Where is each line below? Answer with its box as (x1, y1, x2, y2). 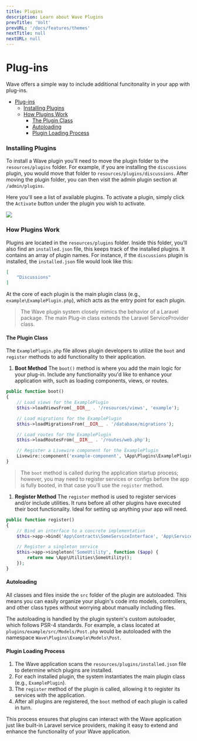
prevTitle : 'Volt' (6, 19, 51, 25)
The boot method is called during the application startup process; (20, 469, 179, 476)
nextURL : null (6, 36, 41, 42)
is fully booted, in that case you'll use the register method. (20, 481, 164, 489)
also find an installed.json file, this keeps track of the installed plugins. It (6, 245, 185, 252)
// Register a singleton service (16, 544, 98, 550)
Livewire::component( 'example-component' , (16, 453, 122, 459)
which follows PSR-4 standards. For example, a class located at (6, 622, 160, 629)
